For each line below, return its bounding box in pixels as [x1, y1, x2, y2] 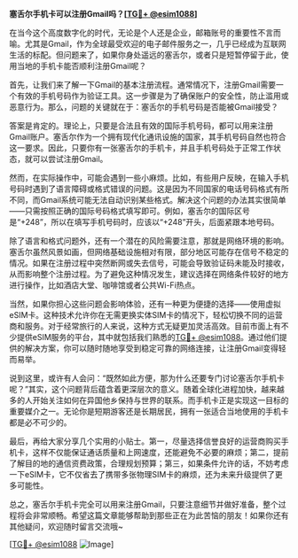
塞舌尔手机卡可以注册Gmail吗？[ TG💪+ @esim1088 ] [9, 9, 198, 19]
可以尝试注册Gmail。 [32, 154, 108, 164]
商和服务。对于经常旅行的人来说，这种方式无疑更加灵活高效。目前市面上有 [9, 321, 281, 331]
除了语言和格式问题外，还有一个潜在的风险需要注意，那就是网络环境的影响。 [9, 236, 289, 246]
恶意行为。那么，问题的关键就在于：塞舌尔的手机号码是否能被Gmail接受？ [9, 102, 279, 112]
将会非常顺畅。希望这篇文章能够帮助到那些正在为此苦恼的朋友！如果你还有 [16, 510, 289, 521]
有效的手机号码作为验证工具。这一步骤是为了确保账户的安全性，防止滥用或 [16, 90, 289, 101]
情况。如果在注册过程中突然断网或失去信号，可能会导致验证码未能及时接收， [9, 258, 289, 268]
